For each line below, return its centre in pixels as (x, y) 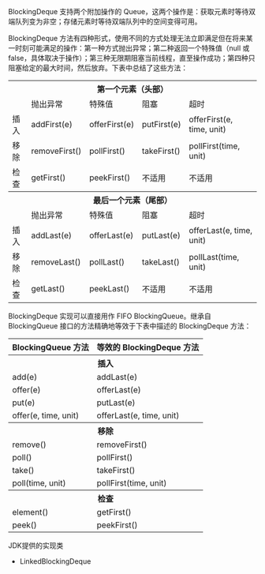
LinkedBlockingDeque (55, 561)
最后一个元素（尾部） (132, 200)
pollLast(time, (214, 257)
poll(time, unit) (39, 483)
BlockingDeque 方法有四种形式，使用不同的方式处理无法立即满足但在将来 (127, 38)
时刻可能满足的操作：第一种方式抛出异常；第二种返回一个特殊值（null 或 (132, 48)
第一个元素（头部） (132, 89)
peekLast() (110, 289)
